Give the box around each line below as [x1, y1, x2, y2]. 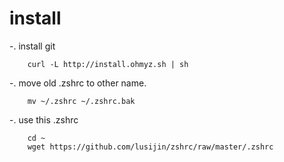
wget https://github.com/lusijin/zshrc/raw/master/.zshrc [27, 142, 274, 152]
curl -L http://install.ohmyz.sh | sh [27, 59, 189, 69]
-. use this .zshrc [9, 113, 79, 126]
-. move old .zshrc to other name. [9, 77, 147, 89]
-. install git [9, 40, 56, 52]
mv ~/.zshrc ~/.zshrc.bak [27, 96, 136, 106]
